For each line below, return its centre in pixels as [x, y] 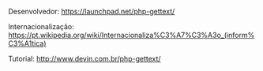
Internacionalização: [41, 26]
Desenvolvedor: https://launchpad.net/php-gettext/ [92, 11]
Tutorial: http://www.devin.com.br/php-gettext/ [85, 59]
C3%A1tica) [27, 43]
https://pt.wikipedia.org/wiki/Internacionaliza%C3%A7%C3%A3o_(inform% [131, 35]
